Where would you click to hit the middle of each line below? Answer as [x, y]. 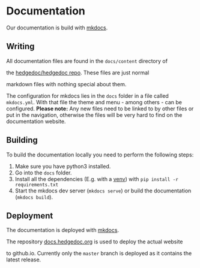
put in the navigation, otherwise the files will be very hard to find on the [94, 115]
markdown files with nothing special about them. [66, 84]
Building [22, 140]
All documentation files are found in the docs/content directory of [87, 61]
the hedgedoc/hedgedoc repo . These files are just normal [78, 73]
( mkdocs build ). [34, 197]
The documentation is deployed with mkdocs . [62, 230]
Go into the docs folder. [43, 173]
